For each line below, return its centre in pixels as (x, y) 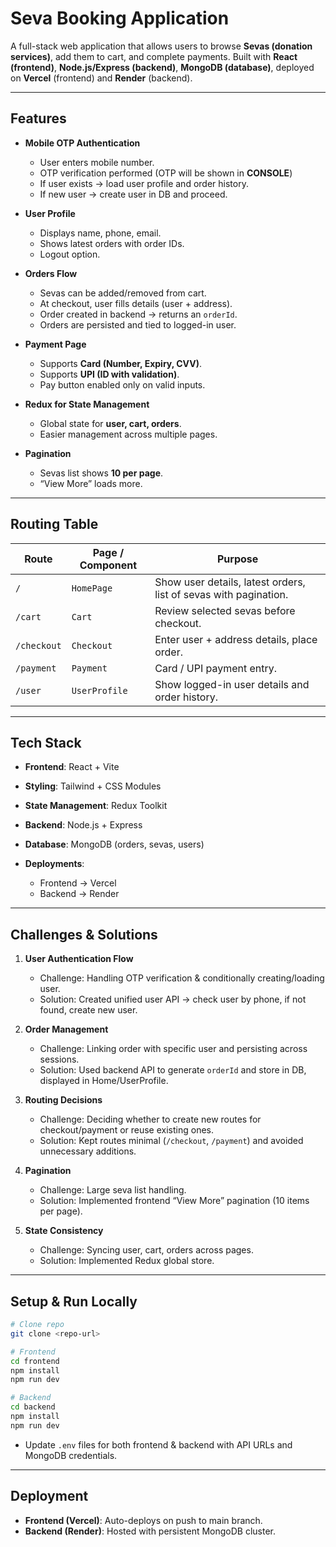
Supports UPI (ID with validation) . (109, 374)
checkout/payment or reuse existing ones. (127, 1130)
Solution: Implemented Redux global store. (127, 1261)
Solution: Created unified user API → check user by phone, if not (173, 999)
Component (108, 565)
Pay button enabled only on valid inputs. (122, 384)
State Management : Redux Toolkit (96, 806)
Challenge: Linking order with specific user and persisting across (173, 1049)
